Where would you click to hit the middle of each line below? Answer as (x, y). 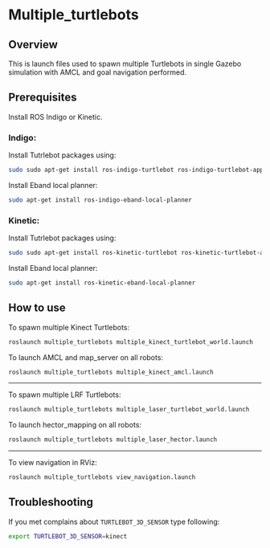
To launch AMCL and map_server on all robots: (86, 357)
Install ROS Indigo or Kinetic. (55, 117)
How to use (37, 308)
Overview (33, 45)
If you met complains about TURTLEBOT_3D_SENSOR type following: (114, 521)
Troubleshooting (51, 503)
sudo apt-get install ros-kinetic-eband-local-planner (102, 283)
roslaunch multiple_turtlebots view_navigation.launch (102, 477)
